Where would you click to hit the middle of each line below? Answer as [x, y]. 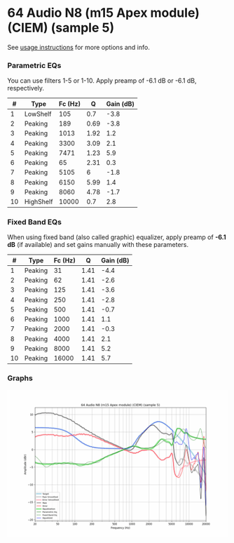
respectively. [26, 88]
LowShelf [38, 114]
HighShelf [39, 202]
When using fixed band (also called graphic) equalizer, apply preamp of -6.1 [117, 237]
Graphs [20, 378]
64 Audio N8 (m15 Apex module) [103, 13]
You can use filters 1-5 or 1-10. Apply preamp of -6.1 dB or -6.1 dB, [102, 81]
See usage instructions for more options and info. [79, 47]
